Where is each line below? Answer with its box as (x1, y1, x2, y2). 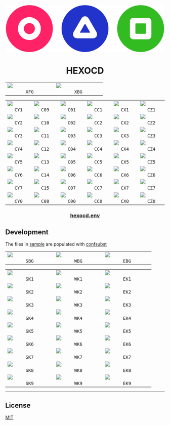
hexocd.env (70, 212, 100, 219)
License (5, 401, 31, 409)
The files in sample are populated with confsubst (5, 241, 107, 247)
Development (5, 228, 49, 236)
